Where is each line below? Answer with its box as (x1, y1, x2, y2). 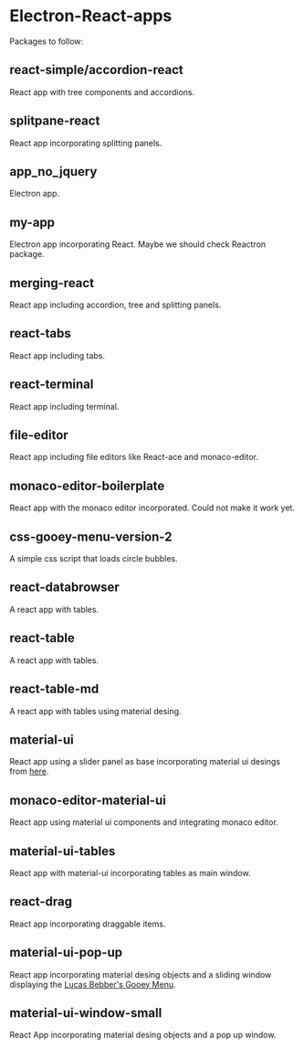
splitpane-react (9, 113, 100, 129)
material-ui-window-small (9, 1005, 162, 1021)
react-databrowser (9, 580, 121, 595)
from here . (9, 765, 49, 777)
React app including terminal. (9, 401, 120, 412)
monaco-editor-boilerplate (9, 477, 165, 494)
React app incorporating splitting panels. (9, 137, 162, 148)
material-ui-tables (9, 843, 116, 859)
